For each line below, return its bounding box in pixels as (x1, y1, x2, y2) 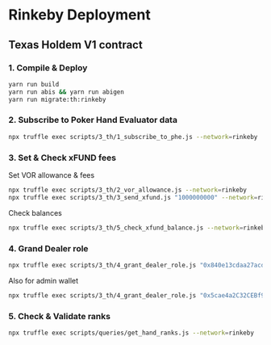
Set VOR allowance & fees (8, 170, 95, 179)
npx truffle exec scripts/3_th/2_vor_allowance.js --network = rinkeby (8, 186, 248, 194)
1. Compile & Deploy (8, 62, 88, 74)
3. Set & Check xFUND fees (8, 152, 117, 163)
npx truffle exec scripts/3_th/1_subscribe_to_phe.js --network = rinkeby (8, 133, 258, 141)
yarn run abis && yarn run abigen (8, 87, 125, 96)
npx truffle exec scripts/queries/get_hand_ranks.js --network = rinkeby (8, 329, 254, 337)
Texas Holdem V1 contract (8, 38, 143, 52)
